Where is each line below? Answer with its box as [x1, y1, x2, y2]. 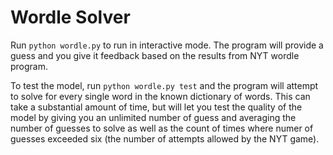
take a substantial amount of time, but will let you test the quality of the [10, 101, 303, 113]
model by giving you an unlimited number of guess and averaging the [10, 111, 297, 123]
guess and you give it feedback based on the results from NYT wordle [10, 49, 300, 61]
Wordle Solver [10, 6, 131, 29]
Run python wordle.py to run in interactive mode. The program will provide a [10, 39, 324, 51]
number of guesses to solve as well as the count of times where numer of [10, 122, 314, 134]
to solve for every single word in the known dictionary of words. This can [10, 90, 311, 102]
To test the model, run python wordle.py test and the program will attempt [10, 79, 319, 91]
